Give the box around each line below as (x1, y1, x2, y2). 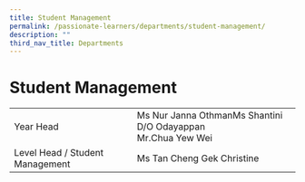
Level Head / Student (14, 147, 104, 159)
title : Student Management (9, 13, 112, 23)
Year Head (14, 120, 59, 133)
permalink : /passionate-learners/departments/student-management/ (9, 22, 266, 31)
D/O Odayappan (136, 120, 206, 133)
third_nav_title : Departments (9, 38, 124, 48)
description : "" (9, 30, 71, 39)
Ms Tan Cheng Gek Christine (136, 152, 260, 165)
